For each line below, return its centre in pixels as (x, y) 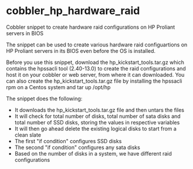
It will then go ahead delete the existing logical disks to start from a (96, 129)
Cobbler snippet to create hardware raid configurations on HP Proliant (91, 27)
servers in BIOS (25, 33)
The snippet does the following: (44, 99)
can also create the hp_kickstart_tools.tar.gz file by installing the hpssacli (94, 81)
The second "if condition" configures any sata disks (77, 147)
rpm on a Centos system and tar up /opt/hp (58, 87)
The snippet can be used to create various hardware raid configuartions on (97, 45)
